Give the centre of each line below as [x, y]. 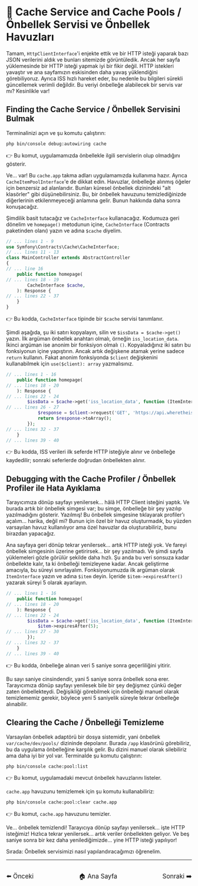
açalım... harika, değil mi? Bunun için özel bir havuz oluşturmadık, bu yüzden [99, 521]
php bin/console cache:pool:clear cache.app [62, 802]
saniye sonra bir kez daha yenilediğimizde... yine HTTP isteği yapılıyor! [92, 840]
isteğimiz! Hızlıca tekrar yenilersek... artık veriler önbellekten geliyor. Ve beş [98, 834]
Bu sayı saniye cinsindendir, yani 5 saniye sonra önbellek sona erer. [88, 679]
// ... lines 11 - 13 [33, 252]
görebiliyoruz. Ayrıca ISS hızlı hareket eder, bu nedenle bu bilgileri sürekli [95, 78]
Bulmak [20, 119]
